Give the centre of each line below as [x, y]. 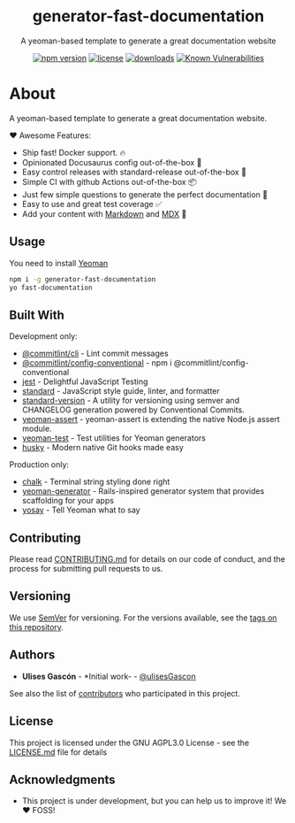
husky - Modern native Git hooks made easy [102, 448]
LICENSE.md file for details [58, 752]
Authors [32, 655]
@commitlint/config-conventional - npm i [97, 363]
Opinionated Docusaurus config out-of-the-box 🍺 [112, 162]
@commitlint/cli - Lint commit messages [95, 354]
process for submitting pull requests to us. [86, 569]
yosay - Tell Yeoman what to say [81, 510]
